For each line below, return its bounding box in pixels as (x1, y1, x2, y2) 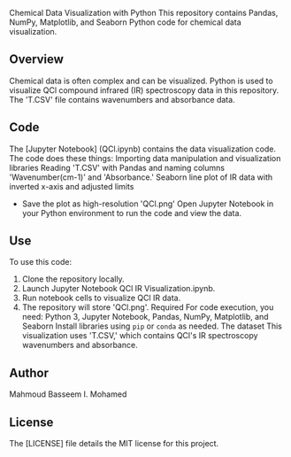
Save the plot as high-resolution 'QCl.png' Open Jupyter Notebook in (21, 198, 274, 209)
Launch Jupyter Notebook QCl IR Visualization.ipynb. (21, 283, 216, 294)
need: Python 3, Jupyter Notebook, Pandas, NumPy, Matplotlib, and (21, 312, 269, 322)
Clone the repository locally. (21, 274, 126, 284)
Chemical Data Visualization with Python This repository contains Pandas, (9, 8, 279, 18)
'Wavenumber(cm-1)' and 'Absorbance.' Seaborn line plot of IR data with (9, 172, 272, 182)
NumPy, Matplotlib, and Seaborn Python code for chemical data (9, 17, 241, 27)
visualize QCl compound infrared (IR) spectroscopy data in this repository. (9, 84, 280, 96)
